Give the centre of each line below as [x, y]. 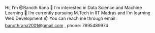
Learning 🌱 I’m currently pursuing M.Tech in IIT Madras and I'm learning [78, 13]
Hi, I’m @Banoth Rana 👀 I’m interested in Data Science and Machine [74, 8]
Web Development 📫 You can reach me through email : [62, 18]
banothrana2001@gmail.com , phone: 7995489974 [57, 25]
